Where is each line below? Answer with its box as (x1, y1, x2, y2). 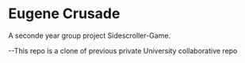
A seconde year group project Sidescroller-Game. (8, 31, 171, 40)
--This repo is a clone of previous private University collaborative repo (8, 46, 238, 55)
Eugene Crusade (8, 5, 121, 23)
